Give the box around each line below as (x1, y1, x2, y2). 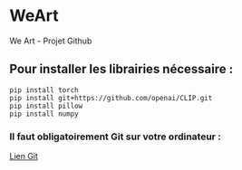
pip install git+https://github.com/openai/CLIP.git (9, 93, 213, 102)
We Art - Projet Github (9, 35, 92, 46)
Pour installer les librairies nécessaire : (9, 61, 234, 77)
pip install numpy (9, 109, 79, 118)
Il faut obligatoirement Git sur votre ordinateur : (9, 130, 222, 143)
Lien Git (9, 151, 39, 162)
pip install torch (9, 85, 79, 95)
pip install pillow (9, 101, 83, 110)
